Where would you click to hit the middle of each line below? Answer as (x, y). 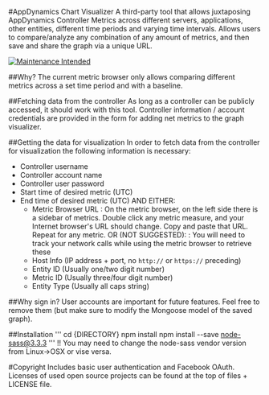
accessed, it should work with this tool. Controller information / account (126, 109)
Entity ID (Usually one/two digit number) (98, 269)
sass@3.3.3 (28, 343)
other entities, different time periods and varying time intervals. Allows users (134, 29)
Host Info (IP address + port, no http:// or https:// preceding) (137, 260)
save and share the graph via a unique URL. (80, 46)
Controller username (54, 167)
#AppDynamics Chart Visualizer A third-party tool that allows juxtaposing (130, 12)
